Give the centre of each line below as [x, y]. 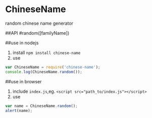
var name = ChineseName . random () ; [42, 106]
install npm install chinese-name [46, 52]
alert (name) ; [19, 110]
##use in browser [23, 81]
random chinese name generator [39, 23]
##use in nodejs [22, 43]
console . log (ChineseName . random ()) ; [44, 72]
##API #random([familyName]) [37, 33]
